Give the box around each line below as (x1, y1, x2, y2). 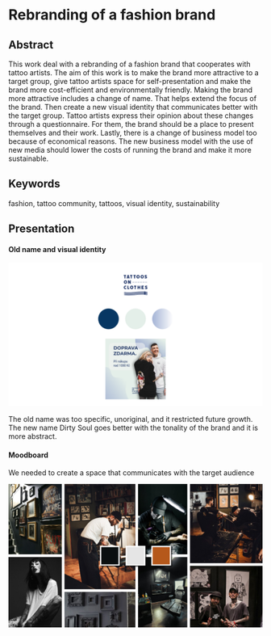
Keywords (8, 177, 60, 191)
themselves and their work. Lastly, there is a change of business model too (8, 128, 257, 137)
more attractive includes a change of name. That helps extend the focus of (8, 94, 256, 103)
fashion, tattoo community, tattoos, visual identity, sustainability (8, 198, 220, 208)
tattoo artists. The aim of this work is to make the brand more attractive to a (8, 68, 260, 78)
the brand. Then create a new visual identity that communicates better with (8, 103, 258, 112)
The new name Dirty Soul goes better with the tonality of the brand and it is (8, 423, 259, 432)
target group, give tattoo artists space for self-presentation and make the (8, 77, 252, 86)
